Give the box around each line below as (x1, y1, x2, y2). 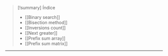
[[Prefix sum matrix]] (24, 41, 68, 47)
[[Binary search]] (24, 14, 60, 20)
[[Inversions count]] (24, 25, 66, 31)
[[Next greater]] (24, 30, 57, 36)
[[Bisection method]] (24, 20, 67, 25)
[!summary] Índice (17, 5, 55, 10)
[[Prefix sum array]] (24, 35, 66, 41)
